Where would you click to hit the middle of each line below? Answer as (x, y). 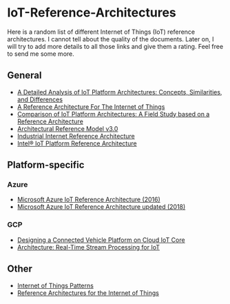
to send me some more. (41, 54)
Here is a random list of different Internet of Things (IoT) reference (101, 32)
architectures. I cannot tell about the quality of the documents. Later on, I (111, 39)
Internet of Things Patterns (55, 285)
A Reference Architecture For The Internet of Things (91, 107)
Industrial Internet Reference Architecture (76, 136)
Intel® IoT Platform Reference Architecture (77, 143)
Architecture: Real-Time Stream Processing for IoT (88, 247)
